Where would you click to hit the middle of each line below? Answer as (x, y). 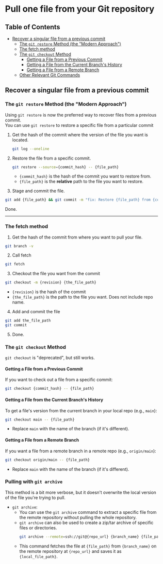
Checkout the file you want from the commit (56, 274)
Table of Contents (33, 27)
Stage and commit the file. (38, 191)
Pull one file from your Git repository (80, 9)
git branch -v (19, 246)
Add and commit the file (36, 312)
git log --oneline (31, 149)
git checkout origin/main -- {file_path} (48, 460)
